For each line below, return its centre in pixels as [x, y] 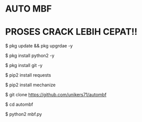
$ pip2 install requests [28, 75]
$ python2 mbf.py [24, 114]
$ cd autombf [19, 104]
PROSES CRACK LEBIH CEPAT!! [72, 32]
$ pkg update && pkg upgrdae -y [39, 46]
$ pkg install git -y [24, 66]
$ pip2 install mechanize [31, 85]
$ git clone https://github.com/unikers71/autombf [56, 95]
